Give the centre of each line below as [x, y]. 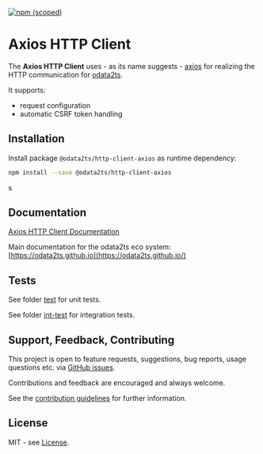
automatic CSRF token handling [71, 113]
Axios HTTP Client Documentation [64, 232]
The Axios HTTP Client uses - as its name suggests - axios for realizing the [131, 66]
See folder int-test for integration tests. [72, 315]
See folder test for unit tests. [55, 300]
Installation [36, 139]
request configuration [55, 105]
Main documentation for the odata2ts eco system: [90, 247]
